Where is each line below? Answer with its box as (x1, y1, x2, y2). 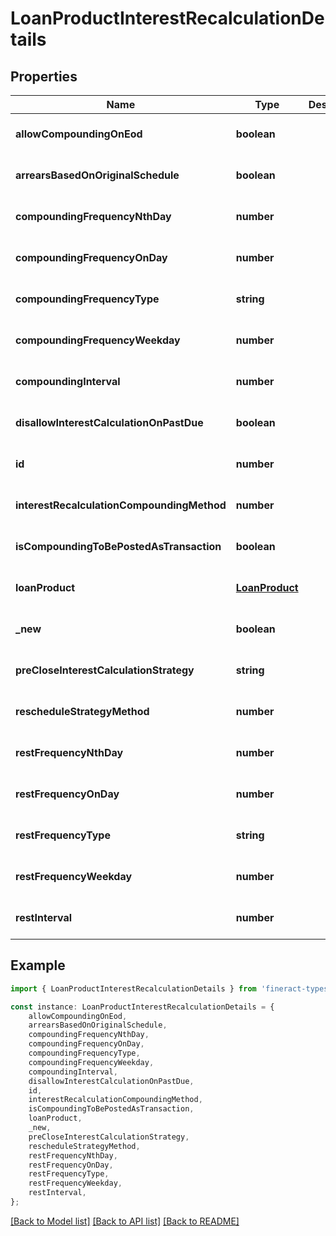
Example (10, 957, 66, 974)
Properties (10, 68, 78, 85)
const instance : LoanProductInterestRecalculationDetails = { (10, 1002, 275, 1012)
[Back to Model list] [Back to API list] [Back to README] (10, 1215, 240, 1227)
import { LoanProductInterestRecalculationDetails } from (10, 983, 257, 994)
